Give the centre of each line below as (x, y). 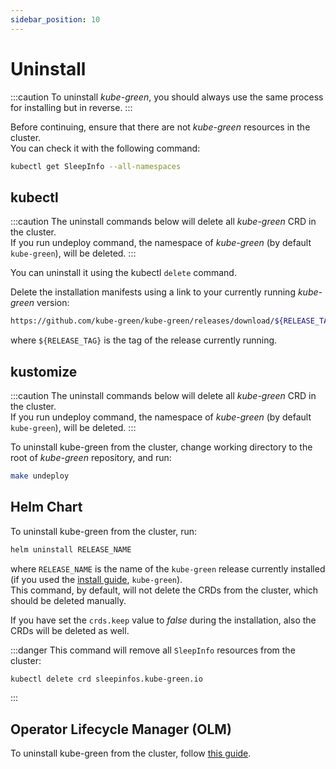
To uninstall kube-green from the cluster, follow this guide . (131, 753)
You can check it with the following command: (105, 148)
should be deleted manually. (68, 600)
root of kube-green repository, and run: (91, 457)
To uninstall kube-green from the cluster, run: (104, 531)
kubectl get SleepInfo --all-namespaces (96, 166)
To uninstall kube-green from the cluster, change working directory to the (161, 447)
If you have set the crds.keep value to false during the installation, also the (163, 620)
